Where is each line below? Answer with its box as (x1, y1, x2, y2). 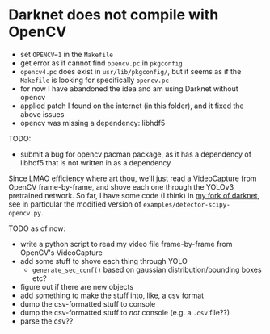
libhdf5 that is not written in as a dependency (19, 157, 171, 167)
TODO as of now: (8, 223, 66, 233)
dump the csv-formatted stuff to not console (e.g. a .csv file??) (19, 307, 230, 317)
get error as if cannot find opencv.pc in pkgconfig (19, 58, 184, 68)
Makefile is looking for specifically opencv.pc (19, 75, 170, 85)
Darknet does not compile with (8, 6, 219, 24)
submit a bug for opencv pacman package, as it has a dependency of (19, 149, 252, 159)
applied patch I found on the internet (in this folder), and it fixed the (19, 101, 244, 111)
